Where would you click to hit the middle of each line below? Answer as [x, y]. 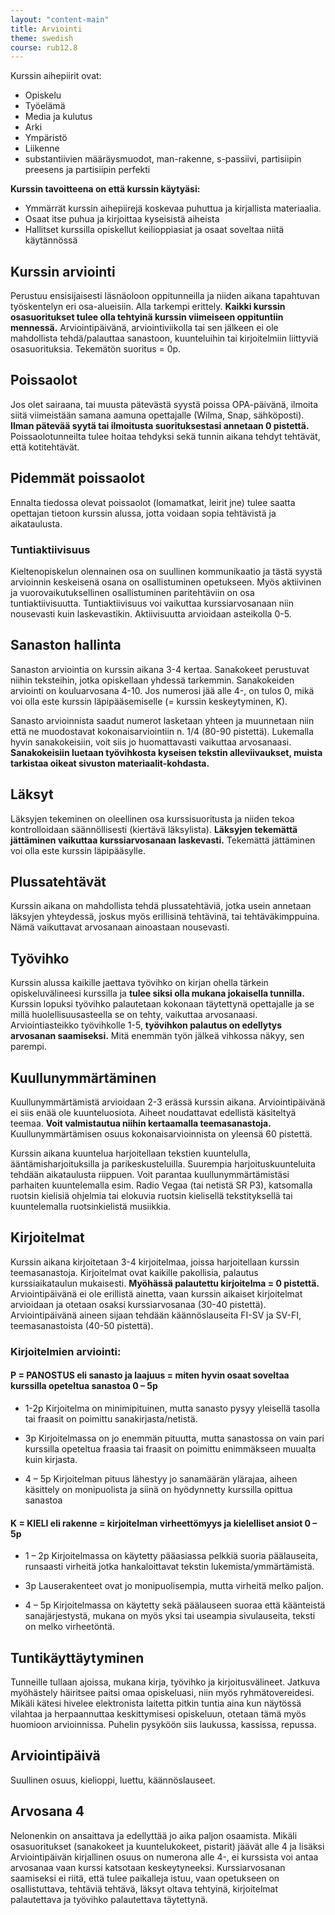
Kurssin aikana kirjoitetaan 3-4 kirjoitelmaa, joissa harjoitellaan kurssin [155, 1262]
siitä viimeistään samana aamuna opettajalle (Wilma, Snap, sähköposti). [157, 415]
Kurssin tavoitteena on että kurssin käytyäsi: [105, 189]
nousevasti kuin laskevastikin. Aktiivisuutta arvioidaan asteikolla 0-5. [151, 613]
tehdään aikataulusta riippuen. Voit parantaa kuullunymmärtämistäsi [150, 1175]
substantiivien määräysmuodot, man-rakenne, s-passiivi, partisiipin [163, 159]
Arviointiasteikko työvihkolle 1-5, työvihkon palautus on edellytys [146, 1025]
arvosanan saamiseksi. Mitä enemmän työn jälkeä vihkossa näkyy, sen [157, 1036]
